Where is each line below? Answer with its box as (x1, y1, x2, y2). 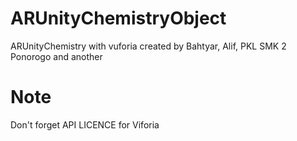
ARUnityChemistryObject (10, 7, 227, 30)
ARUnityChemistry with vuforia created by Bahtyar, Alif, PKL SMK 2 (10, 40, 287, 52)
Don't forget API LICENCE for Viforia (10, 118, 160, 131)
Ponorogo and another (10, 50, 103, 62)
